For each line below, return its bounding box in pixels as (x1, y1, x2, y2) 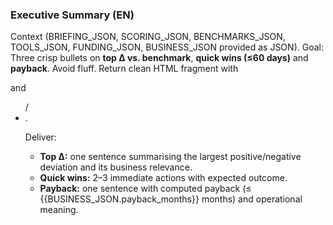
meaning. (39, 204, 79, 216)
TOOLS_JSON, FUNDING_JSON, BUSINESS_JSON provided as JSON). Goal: (10, 41, 324, 53)
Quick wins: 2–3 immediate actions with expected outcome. (39, 172, 288, 184)
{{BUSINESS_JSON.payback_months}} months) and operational (39, 193, 303, 205)
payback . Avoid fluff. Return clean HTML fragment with (10, 63, 239, 75)
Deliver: (24, 131, 57, 143)
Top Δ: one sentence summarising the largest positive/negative (39, 151, 302, 163)
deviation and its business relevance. (39, 161, 193, 173)
